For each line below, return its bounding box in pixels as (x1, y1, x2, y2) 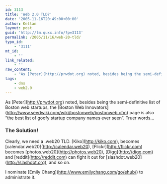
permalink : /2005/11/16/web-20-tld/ (5, 35, 81, 40)
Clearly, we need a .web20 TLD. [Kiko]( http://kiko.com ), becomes (5, 138, 140, 144)
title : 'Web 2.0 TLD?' (5, 12, 52, 17)
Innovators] (85, 104, 109, 110)
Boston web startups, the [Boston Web (5, 104, 84, 110)
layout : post (5, 26, 32, 31)
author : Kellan (5, 21, 37, 26)
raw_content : (5, 67, 32, 72)
